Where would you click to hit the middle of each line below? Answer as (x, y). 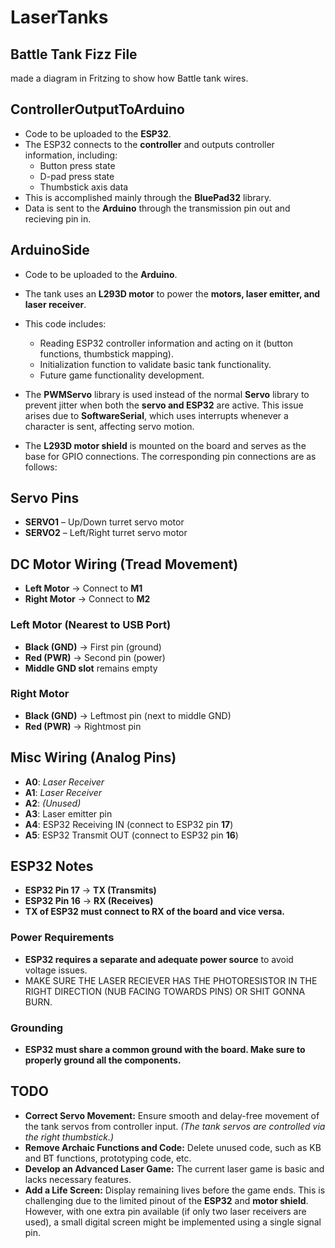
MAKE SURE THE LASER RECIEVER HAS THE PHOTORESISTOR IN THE (171, 980)
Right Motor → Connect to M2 (87, 599)
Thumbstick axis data (84, 187)
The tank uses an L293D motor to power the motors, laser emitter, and (172, 293)
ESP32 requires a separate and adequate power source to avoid (159, 959)
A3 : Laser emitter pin (68, 813)
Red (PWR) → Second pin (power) (95, 657)
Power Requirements (62, 938)
